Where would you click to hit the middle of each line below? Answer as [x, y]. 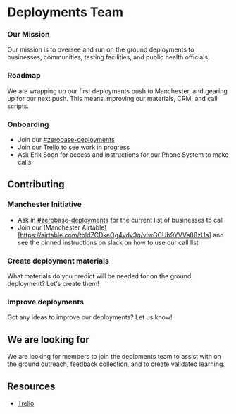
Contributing [36, 184]
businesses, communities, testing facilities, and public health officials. [108, 57]
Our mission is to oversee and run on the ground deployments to [101, 49]
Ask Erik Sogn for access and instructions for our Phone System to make [123, 155]
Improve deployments [46, 302]
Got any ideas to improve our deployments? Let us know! [90, 317]
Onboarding [28, 124]
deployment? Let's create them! [54, 284]
